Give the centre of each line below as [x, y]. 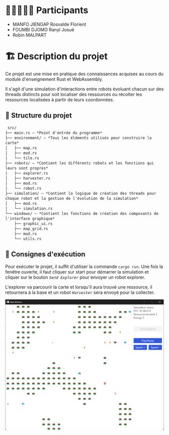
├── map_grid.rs [31, 229]
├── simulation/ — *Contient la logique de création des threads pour [81, 193]
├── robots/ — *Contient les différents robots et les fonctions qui [80, 163]
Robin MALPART [29, 35]
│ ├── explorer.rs [27, 173]
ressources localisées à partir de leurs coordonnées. [60, 99]
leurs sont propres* [27, 168]
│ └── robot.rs [23, 188]
